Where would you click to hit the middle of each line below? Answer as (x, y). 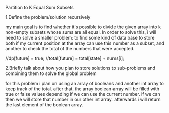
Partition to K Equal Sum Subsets (40, 7)
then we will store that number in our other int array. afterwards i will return (83, 99)
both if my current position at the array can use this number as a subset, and (85, 43)
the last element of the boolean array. (44, 105)
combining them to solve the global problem (51, 73)
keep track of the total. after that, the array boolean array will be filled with (82, 89)
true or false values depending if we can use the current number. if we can (83, 94)
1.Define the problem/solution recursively (48, 17)
